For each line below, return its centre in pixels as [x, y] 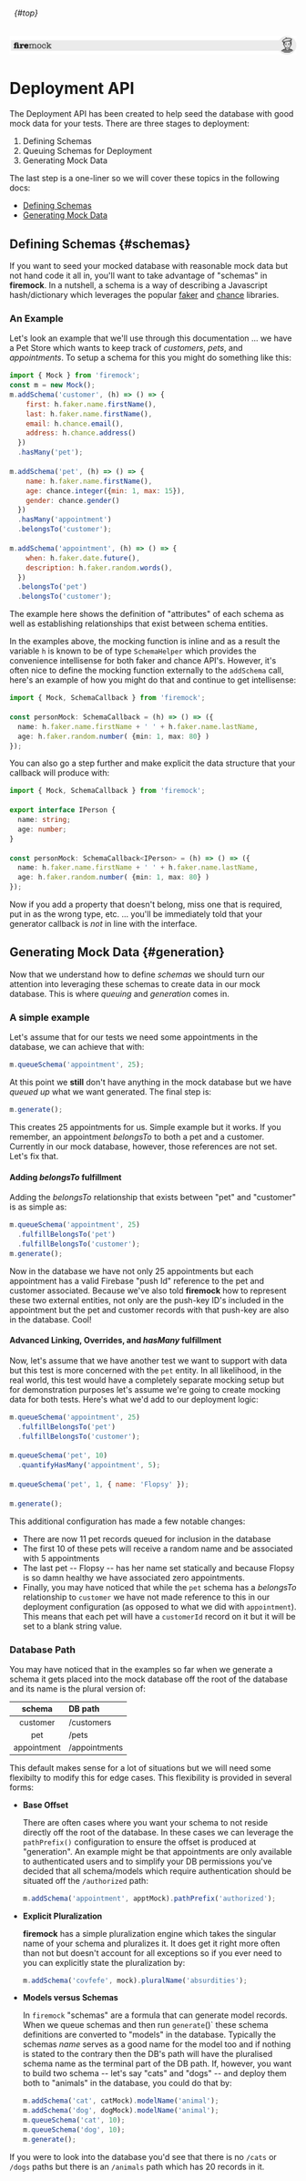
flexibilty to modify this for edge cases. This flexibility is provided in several [151, 1777]
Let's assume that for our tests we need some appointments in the [134, 1037]
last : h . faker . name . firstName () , [89, 414]
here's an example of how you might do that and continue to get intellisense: [153, 680]
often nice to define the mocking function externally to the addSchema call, [147, 671]
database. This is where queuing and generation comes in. [119, 993]
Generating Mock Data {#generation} [117, 952]
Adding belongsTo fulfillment [66, 1177]
